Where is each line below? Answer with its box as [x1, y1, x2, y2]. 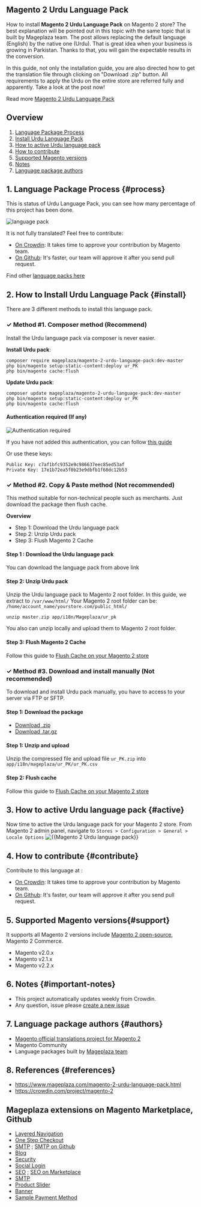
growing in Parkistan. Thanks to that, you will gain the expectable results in [6, 46, 191, 53]
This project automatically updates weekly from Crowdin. [14, 995, 157, 1002]
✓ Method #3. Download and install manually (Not [6, 667, 155, 675]
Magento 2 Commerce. [6, 937, 64, 944]
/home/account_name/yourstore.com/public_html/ [6, 604, 128, 610]
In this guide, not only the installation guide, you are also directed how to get [6, 64, 195, 71]
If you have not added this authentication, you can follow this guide [6, 438, 172, 445]
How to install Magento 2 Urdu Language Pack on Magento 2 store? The [6, 20, 187, 28]
